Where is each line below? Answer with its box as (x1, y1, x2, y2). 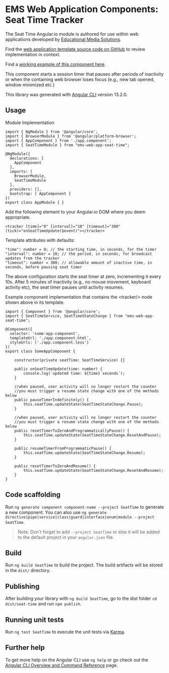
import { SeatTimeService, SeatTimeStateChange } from (5, 313, 123, 318)
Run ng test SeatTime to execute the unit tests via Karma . (5, 629, 126, 635)
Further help (5, 643, 45, 652)
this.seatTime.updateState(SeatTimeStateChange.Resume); (23, 450, 145, 455)
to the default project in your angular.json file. (17, 534, 115, 540)
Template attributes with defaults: (5, 237, 75, 243)
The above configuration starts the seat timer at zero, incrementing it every (5, 273, 161, 279)
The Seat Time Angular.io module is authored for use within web (5, 31, 139, 37)
